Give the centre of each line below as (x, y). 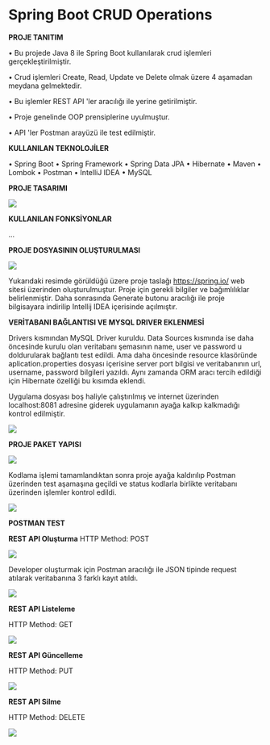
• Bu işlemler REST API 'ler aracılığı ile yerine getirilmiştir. (103, 101)
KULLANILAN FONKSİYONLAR (60, 219)
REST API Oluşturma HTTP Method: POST (79, 538)
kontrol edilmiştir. (37, 413)
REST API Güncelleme (46, 655)
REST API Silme (35, 701)
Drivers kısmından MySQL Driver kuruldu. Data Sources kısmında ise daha (131, 337)
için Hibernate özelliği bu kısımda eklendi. (77, 380)
